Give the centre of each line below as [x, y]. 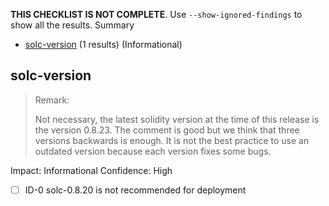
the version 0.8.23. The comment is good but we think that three [167, 130]
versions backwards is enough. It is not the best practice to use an [172, 140]
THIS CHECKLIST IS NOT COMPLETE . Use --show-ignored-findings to [156, 14]
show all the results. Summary [72, 25]
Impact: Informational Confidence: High [91, 170]
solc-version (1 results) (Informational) [103, 44]
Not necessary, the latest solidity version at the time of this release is [177, 119]
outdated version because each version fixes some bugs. [153, 151]
